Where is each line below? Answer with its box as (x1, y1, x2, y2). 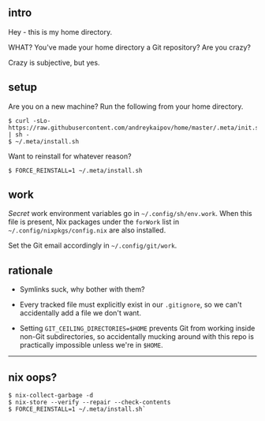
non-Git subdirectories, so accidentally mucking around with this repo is (19, 332, 255, 341)
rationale (8, 263, 54, 277)
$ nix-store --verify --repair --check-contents (8, 398, 171, 407)
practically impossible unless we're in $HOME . (19, 341, 163, 350)
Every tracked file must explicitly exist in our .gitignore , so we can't (19, 300, 242, 310)
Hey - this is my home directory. (8, 27, 113, 36)
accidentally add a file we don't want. (19, 308, 142, 318)
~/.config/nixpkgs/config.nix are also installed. (8, 225, 166, 235)
